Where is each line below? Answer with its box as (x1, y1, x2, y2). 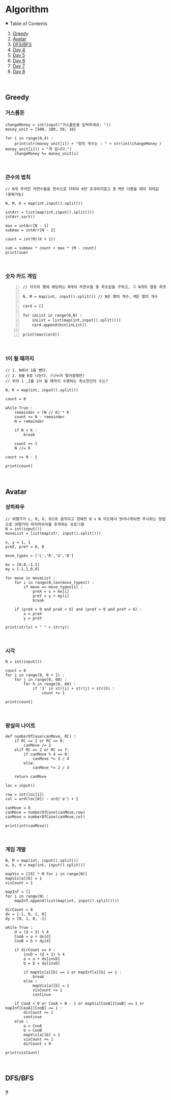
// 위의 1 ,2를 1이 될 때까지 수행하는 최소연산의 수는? (5, 379, 108, 384)
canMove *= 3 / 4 (32, 756, 70, 761)
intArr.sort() (5, 214, 36, 219)
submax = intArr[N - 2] (5, 227, 56, 233)
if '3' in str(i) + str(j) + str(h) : (32, 686, 115, 691)
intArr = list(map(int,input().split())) (5, 209, 95, 215)
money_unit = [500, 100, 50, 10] (5, 127, 76, 132)
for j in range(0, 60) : (14, 677, 67, 682)
